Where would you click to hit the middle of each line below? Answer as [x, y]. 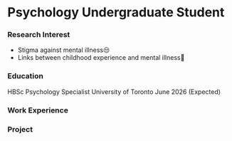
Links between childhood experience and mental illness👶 [101, 58]
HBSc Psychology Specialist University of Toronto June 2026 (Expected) [114, 92]
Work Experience [38, 110]
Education [26, 76]
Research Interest [39, 35]
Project [20, 129]
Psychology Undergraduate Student [116, 12]
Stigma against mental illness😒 [64, 50]
